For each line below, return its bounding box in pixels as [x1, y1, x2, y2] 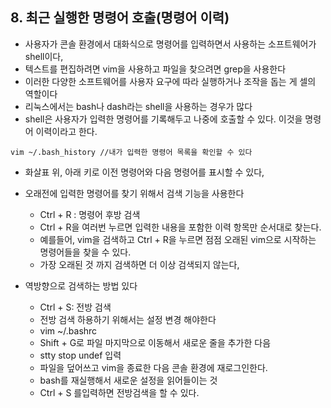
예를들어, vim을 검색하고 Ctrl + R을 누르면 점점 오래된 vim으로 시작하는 [39, 233, 317, 245]
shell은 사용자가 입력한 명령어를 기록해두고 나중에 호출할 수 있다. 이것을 [24, 113, 303, 125]
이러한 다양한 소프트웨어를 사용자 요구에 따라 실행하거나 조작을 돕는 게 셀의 [24, 75, 317, 87]
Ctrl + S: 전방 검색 [39, 301, 112, 313]
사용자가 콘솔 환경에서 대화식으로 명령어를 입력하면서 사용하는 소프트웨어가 [24, 38, 317, 50]
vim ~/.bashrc [39, 324, 98, 337]
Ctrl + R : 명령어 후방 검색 [39, 208, 141, 220]
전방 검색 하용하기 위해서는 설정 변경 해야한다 [39, 313, 217, 325]
